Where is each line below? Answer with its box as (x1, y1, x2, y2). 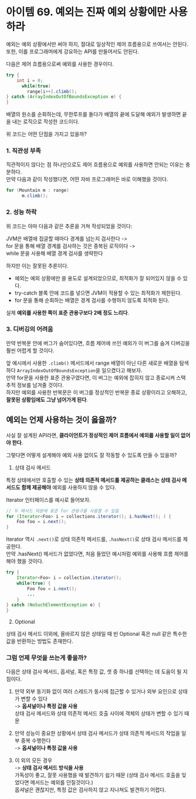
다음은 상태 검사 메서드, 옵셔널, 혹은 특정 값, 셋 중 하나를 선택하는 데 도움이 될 (6, 668, 182, 675)
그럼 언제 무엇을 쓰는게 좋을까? (6, 654, 87, 662)
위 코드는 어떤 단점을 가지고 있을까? (6, 130, 87, 138)
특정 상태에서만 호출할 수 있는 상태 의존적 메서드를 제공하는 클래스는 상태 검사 (6, 476, 181, 483)
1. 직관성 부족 (6, 147, 42, 155)
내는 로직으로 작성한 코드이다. (12, 118, 80, 125)
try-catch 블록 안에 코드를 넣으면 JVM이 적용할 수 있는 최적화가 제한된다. (14, 289, 183, 296)
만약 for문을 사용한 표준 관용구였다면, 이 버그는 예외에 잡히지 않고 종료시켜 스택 (6, 374, 186, 381)
